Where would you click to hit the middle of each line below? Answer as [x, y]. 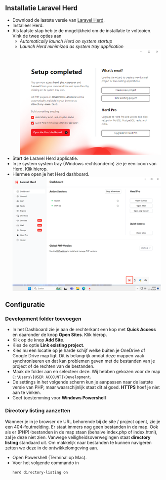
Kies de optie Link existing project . [48, 345]
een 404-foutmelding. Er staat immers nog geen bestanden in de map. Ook [82, 427]
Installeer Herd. [28, 25]
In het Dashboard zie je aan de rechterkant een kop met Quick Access [84, 330]
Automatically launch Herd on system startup [66, 41]
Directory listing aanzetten [38, 411]
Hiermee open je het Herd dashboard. [51, 174]
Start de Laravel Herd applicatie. [45, 158]
